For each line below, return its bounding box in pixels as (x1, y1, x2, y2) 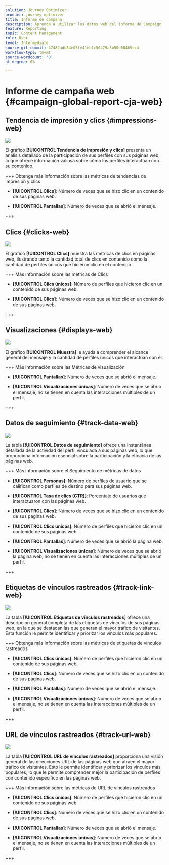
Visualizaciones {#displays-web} (5, 326, 113, 334)
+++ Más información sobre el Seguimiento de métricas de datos (5, 467, 141, 473)
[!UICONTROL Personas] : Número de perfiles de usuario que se (12, 478, 147, 484)
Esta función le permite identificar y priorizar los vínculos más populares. (5, 630, 158, 636)
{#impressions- (106, 116, 157, 124)
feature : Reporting (5, 26, 47, 31)
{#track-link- (113, 583, 154, 592)
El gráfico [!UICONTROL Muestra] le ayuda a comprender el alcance (5, 349, 149, 355)
